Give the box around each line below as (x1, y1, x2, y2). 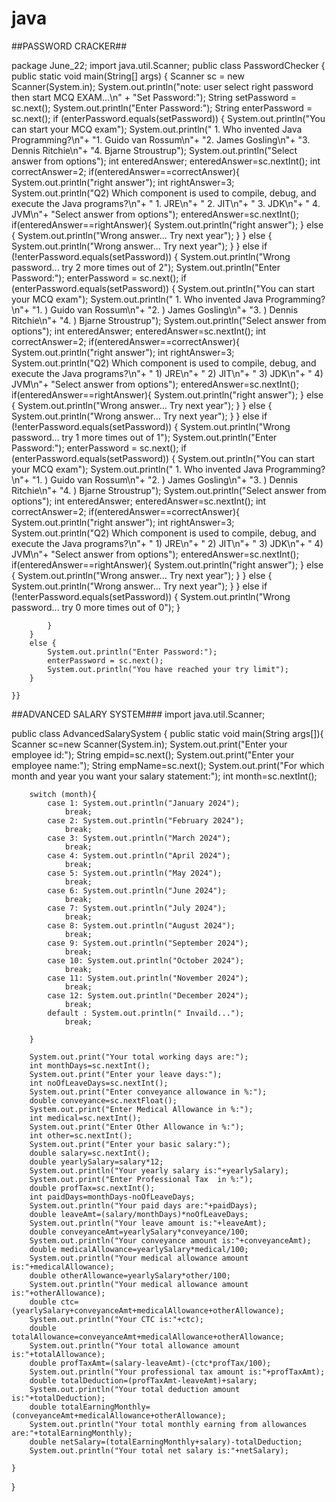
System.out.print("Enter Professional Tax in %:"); (29, 1174, 254, 1184)
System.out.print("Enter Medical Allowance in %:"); (29, 1104, 254, 1114)
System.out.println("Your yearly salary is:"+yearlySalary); (29, 1165, 289, 1176)
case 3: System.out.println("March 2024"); (47, 833, 231, 843)
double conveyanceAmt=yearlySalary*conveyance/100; (29, 1227, 249, 1237)
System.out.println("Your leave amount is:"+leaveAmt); (29, 1218, 268, 1228)
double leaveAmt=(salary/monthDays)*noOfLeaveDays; (29, 1209, 249, 1219)
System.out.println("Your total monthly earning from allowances (29, 1419, 308, 1429)
